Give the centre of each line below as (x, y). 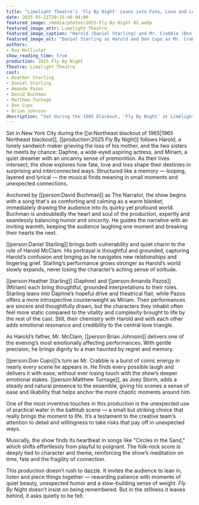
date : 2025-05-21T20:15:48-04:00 (47, 17)
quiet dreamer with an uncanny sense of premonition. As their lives (88, 158)
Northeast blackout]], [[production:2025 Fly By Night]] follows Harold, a (94, 139)
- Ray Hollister (26, 50)
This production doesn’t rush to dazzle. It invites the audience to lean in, (94, 471)
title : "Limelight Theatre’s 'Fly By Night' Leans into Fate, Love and (96, 12)
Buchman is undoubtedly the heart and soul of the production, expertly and (98, 214)
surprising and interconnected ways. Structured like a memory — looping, (96, 171)
